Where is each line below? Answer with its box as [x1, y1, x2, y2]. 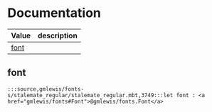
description [38, 30, 78, 40]
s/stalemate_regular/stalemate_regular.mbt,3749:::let [7, 91, 174, 99]
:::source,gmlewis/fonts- [7, 85, 84, 93]
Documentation [7, 5, 102, 21]
